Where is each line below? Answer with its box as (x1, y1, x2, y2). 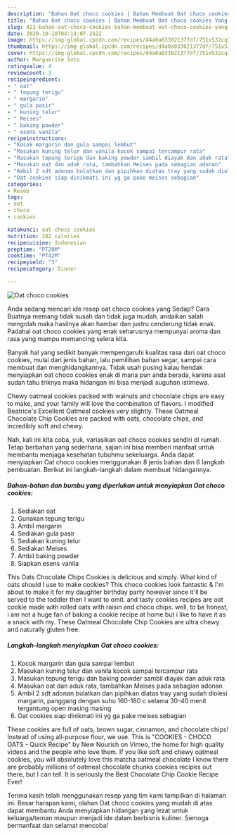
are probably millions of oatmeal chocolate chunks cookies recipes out (7, 762, 212, 771)
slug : (7, 23, 23, 30)
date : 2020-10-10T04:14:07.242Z (7, 30, 102, 37)
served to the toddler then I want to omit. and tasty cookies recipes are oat (7, 595, 223, 603)
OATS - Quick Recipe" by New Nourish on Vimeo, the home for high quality (7, 740, 225, 748)
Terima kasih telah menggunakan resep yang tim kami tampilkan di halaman (7, 791, 227, 800)
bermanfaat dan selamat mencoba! (7, 821, 109, 829)
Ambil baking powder (17, 551, 79, 560)
